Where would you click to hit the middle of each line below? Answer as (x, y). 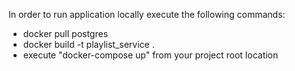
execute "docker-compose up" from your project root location (150, 55)
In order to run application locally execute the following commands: (147, 14)
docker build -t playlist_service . (88, 44)
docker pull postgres (65, 33)
